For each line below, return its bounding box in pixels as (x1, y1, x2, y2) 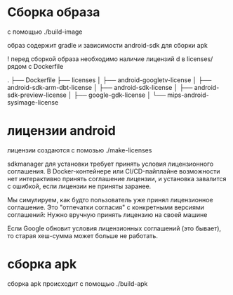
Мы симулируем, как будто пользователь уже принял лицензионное (7, 195, 213, 204)
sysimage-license (7, 98, 59, 106)
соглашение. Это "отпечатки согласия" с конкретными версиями (7, 203, 205, 211)
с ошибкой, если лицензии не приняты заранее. (7, 182, 152, 190)
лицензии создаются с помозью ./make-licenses (7, 145, 152, 155)
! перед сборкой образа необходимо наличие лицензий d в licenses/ (7, 54, 213, 63)
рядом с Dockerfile (7, 62, 64, 70)
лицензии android (7, 123, 116, 139)
